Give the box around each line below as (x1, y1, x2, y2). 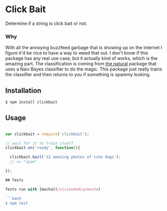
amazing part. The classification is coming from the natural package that (5, 61, 157, 67)
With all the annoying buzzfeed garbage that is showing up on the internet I (5, 45, 162, 51)
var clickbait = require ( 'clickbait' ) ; (5, 131, 90, 136)
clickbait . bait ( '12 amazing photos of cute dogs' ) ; (10, 155, 121, 160)
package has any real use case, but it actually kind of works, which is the (5, 55, 158, 61)
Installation (5, 86, 41, 95)
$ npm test (5, 200, 28, 206)
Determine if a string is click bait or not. (5, 20, 88, 26)
